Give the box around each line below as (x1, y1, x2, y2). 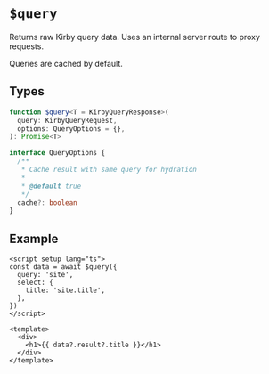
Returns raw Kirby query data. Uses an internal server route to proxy (9, 31, 261, 42)
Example (9, 231, 59, 246)
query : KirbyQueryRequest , (17, 116, 118, 125)
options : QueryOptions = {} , (17, 124, 126, 134)
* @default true (20, 182, 82, 191)
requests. (9, 41, 45, 52)
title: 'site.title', (25, 286, 105, 295)
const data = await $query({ (9, 263, 118, 272)
